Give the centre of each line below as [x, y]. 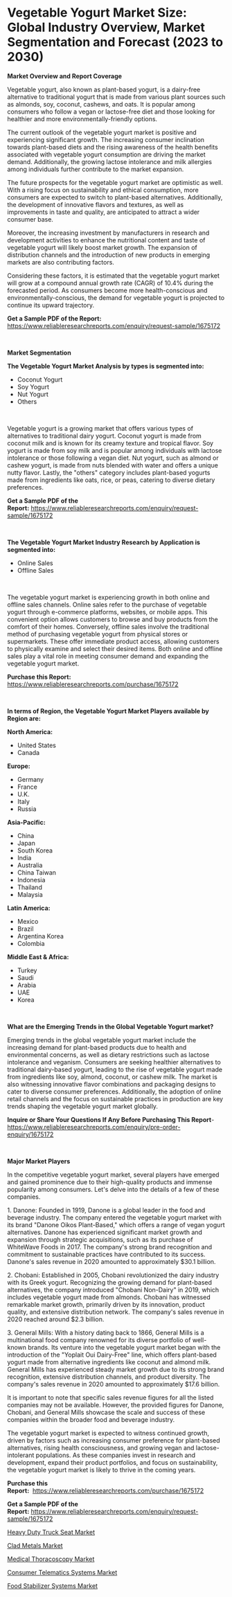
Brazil [25, 929]
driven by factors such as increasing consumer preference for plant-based [114, 1440]
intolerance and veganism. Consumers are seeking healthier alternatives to [114, 1062]
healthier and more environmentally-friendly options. [82, 118]
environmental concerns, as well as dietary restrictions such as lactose [108, 1055]
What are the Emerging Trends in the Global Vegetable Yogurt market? [110, 1026]
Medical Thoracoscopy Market [51, 1559]
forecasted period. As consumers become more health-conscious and [107, 290]
